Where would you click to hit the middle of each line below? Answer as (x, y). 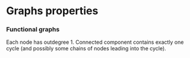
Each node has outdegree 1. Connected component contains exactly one (95, 42)
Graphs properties (52, 11)
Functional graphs (33, 30)
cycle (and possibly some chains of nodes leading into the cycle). (86, 49)
